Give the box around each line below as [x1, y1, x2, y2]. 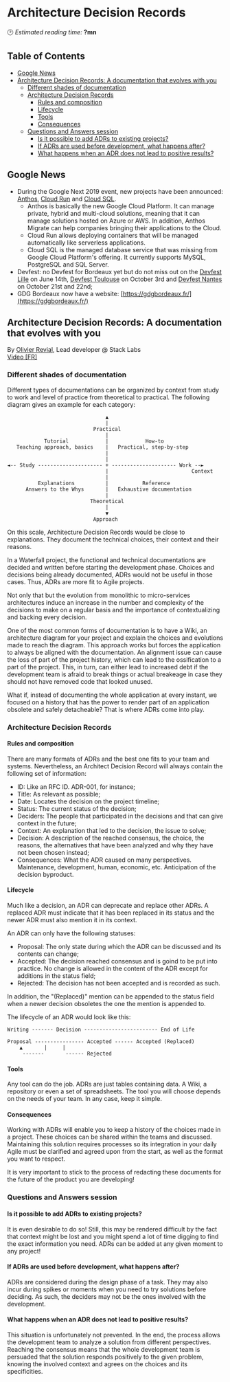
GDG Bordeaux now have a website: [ [16, 289, 124, 298]
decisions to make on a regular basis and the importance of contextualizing [7, 605, 220, 614]
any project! [7, 1247, 41, 1255]
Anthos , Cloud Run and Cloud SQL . [16, 194, 117, 203]
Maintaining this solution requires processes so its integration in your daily [7, 1140, 218, 1148]
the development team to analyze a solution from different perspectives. [7, 1338, 211, 1346]
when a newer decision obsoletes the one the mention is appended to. [7, 1000, 206, 1007]
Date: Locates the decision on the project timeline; [16, 797, 160, 805]
